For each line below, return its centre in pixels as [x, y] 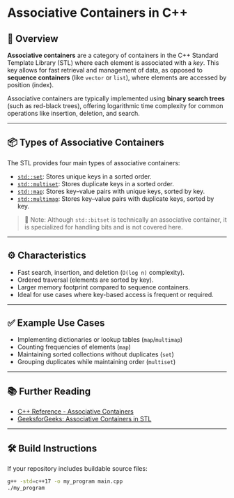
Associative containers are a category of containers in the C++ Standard [113, 55]
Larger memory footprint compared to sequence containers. [103, 287]
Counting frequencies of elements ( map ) [74, 347]
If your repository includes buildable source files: [77, 469]
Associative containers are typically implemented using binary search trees [116, 98]
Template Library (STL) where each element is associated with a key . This [113, 63]
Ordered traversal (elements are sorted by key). [85, 280]
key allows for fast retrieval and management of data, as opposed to [105, 70]
